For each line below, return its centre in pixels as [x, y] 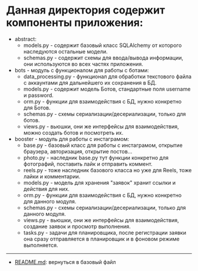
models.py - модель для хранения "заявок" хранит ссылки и [99, 182]
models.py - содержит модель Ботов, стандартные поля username [107, 89]
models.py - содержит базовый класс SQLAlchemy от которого [103, 45]
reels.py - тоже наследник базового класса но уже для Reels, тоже [108, 170]
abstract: [25, 39]
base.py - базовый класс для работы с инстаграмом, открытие [103, 145]
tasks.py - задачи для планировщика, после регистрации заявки [105, 232]
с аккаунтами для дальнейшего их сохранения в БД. [90, 82]
